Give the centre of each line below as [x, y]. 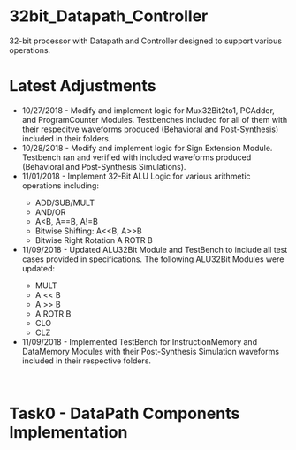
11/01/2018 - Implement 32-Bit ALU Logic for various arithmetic [136, 176]
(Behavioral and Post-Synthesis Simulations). [104, 166]
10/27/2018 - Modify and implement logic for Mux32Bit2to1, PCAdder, [148, 110]
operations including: [61, 185]
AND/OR [50, 212]
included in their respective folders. [87, 361]
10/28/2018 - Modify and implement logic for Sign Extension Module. [147, 148]
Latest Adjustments [83, 86]
